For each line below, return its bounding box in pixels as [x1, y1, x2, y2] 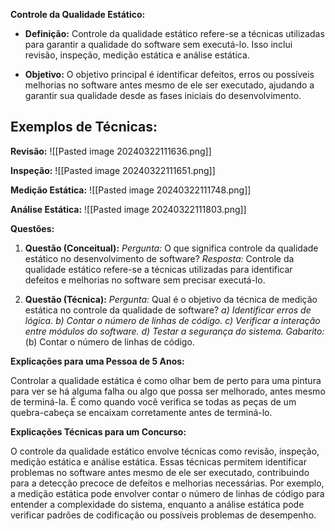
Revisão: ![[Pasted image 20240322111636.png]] [10, 145, 212, 157]
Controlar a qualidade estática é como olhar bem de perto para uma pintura [10, 374, 322, 386]
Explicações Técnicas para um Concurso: [10, 425, 187, 438]
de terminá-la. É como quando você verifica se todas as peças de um [10, 395, 297, 408]
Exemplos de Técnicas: [10, 119, 158, 136]
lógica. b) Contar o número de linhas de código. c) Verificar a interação [24, 314, 321, 326]
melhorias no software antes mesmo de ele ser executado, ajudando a [24, 79, 315, 91]
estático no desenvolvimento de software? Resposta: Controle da [24, 252, 295, 264]
